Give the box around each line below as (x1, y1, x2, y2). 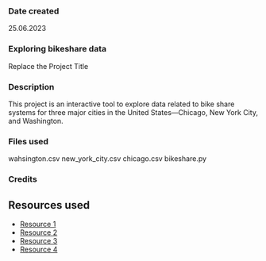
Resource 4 (19, 244, 58, 254)
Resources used (8, 198, 90, 212)
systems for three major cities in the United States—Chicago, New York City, (8, 107, 258, 117)
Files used (8, 136, 49, 147)
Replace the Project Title (8, 61, 89, 71)
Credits (8, 174, 37, 185)
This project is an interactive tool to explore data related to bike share (8, 99, 235, 109)
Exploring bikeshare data (8, 44, 107, 55)
